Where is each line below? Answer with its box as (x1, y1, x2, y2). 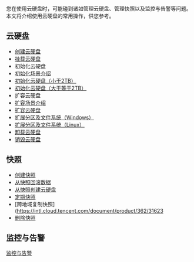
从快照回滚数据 (14, 178, 51, 186)
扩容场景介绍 (14, 99, 46, 106)
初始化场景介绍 (14, 70, 51, 77)
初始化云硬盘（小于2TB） (14, 77, 76, 84)
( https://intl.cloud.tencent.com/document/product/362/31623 (14, 207, 163, 214)
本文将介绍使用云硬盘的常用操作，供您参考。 (6, 12, 115, 19)
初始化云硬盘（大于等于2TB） (14, 84, 87, 91)
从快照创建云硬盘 (14, 186, 56, 193)
